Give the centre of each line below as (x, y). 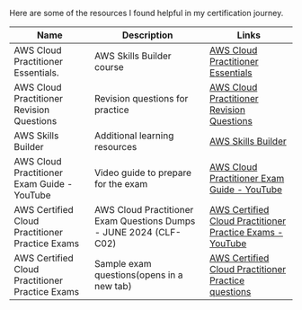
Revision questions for (141, 98)
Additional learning (134, 136)
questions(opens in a (138, 275)
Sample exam (123, 264)
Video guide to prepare (142, 173)
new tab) (113, 286)
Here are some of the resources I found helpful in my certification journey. (147, 13)
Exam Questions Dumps (145, 221)
